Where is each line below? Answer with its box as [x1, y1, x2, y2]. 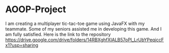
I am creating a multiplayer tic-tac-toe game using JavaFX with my [5, 20, 145, 26]
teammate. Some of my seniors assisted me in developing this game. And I [5, 25, 162, 32]
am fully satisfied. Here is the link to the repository [5, 31, 111, 37]
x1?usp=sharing [5, 42, 39, 48]
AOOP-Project [5, 4, 66, 15]
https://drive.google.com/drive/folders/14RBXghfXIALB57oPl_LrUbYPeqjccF [5, 37, 164, 43]
